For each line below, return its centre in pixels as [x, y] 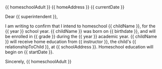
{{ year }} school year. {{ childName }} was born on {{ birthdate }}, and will [81, 31]
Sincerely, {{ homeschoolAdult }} [39, 61]
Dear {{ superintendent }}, [31, 16]
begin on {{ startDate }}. [29, 52]
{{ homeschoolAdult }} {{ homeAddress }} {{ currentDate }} [65, 7]
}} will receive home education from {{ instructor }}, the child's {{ [71, 42]
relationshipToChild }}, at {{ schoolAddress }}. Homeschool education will [79, 47]
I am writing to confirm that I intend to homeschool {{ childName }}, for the [80, 26]
